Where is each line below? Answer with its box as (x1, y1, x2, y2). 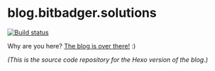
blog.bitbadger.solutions (7, 5, 158, 21)
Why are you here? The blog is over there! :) (7, 41, 136, 50)
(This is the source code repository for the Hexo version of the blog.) (7, 55, 208, 64)
